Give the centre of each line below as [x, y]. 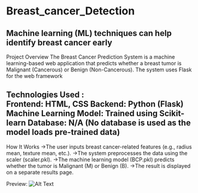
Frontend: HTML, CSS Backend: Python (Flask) [95, 104]
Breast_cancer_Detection [71, 11]
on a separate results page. [40, 172]
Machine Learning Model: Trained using [82, 114]
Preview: [17, 183]
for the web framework [34, 76]
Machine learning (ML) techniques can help [89, 33]
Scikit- [172, 114]
